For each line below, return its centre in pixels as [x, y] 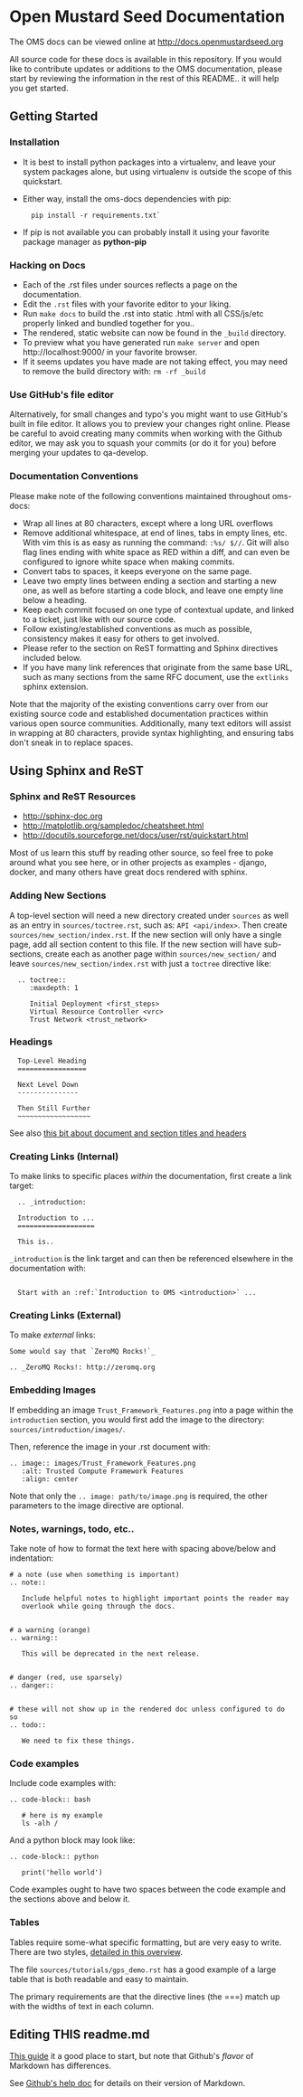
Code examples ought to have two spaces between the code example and [148, 1889]
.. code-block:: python [54, 1857]
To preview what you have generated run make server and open [141, 342]
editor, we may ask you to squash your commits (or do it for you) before [143, 443]
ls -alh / [40, 1824]
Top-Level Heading [52, 1061]
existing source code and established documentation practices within [139, 713]
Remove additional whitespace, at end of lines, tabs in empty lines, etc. [155, 533]
